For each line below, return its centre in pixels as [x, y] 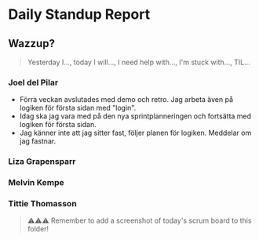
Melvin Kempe [36, 183]
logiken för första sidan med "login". [78, 108]
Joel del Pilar [33, 82]
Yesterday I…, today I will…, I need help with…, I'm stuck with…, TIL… [139, 62]
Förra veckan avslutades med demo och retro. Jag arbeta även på [126, 100]
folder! [38, 229]
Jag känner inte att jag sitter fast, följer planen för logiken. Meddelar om [135, 133]
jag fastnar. [38, 141]
